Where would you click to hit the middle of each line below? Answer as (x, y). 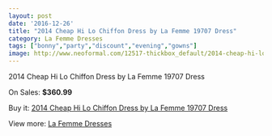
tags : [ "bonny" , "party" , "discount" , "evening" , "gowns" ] (103, 46)
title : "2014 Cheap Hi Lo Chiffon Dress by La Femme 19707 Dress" (123, 31)
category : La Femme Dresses (56, 38)
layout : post (30, 16)
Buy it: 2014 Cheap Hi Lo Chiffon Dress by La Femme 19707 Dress (118, 108)
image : (19, 53)
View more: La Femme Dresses (60, 123)
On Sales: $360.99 (40, 92)
